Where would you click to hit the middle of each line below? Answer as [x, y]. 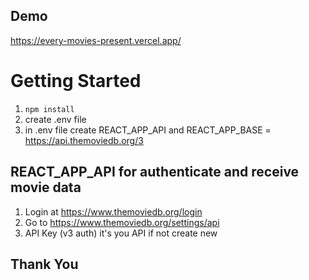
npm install [49, 109]
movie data [46, 187]
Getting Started [76, 81]
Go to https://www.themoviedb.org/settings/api [122, 222]
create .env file [55, 119]
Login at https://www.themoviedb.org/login [113, 211]
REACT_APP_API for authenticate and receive [155, 172]
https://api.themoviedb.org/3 [84, 140]
